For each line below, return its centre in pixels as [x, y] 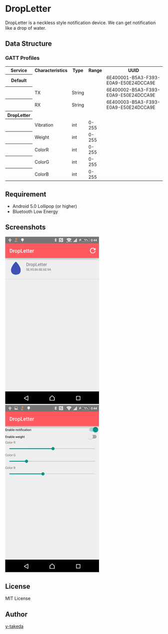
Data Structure [29, 44]
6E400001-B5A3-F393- [133, 77]
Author [16, 614]
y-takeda [14, 626]
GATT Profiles [22, 58]
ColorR [42, 150]
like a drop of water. [26, 28]
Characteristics [51, 70]
